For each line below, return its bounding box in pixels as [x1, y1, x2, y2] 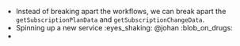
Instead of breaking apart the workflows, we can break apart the [15, 7, 227, 16]
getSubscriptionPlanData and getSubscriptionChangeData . [15, 15, 205, 24]
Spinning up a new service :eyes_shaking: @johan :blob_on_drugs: [15, 23, 234, 32]
